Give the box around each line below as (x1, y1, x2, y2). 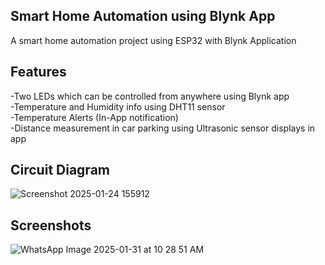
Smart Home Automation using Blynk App (10, 8, 276, 25)
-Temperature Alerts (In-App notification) (10, 111, 179, 123)
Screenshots (10, 217, 92, 234)
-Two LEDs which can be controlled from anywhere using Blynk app (10, 90, 290, 102)
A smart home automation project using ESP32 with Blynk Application (10, 34, 297, 46)
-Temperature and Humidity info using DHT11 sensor (10, 100, 226, 113)
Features (10, 64, 67, 81)
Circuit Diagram (10, 162, 110, 179)
